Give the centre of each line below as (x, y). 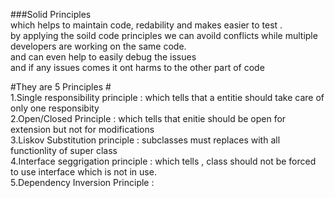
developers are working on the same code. (98, 46)
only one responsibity (55, 108)
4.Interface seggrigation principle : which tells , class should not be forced (163, 161)
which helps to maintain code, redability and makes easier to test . (146, 25)
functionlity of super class (64, 150)
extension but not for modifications (82, 129)
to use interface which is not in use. (83, 172)
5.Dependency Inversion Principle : (82, 182)
